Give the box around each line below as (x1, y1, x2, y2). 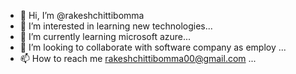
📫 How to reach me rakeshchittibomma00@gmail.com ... (19, 53, 257, 64)
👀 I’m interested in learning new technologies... (19, 20, 213, 32)
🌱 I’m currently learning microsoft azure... (19, 31, 192, 42)
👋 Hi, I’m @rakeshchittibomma (19, 10, 145, 21)
